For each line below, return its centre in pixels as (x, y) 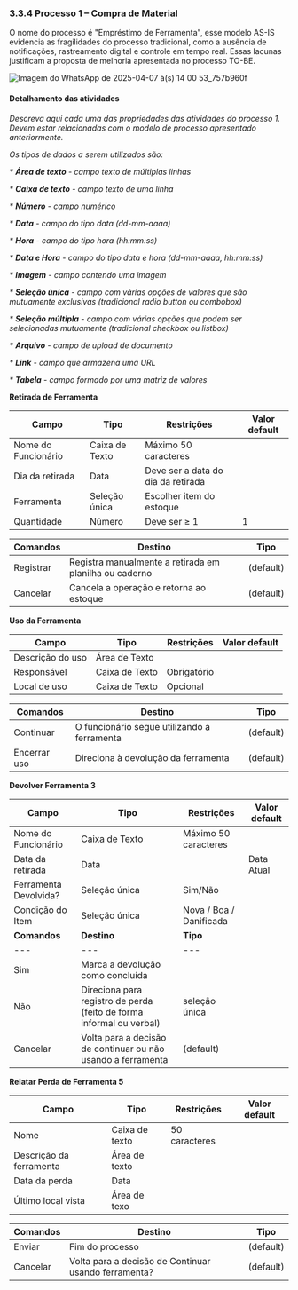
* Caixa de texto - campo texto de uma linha (91, 188)
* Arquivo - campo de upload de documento (91, 345)
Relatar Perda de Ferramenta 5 (67, 1081)
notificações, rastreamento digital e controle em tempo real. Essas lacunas (145, 51)
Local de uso (41, 686)
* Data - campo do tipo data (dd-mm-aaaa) (90, 223)
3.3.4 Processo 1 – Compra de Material (94, 13)
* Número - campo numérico (63, 206)
